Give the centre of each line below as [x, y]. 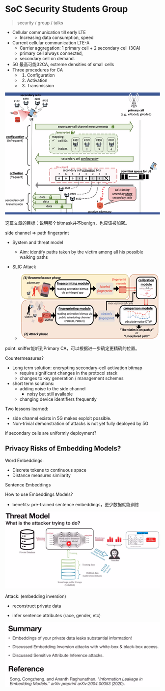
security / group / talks [40, 23]
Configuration [41, 75]
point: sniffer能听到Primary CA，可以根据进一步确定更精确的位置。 [72, 348]
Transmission [40, 85]
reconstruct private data [37, 606]
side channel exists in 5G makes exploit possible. [62, 418]
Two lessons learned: [27, 409]
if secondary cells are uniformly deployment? [51, 433]
